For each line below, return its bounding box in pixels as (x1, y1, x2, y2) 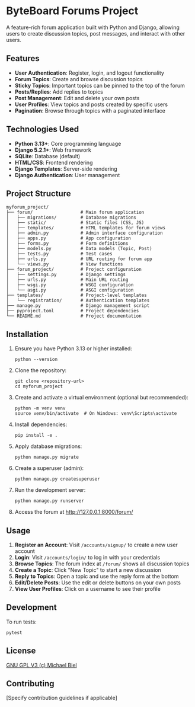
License (6, 646, 36, 656)
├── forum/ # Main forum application (6, 209, 145, 216)
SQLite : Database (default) (14, 152, 81, 159)
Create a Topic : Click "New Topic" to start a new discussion (14, 567, 161, 573)
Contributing (6, 679, 55, 689)
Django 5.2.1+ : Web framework (14, 146, 92, 153)
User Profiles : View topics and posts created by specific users (14, 101, 168, 108)
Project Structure (6, 188, 71, 199)
